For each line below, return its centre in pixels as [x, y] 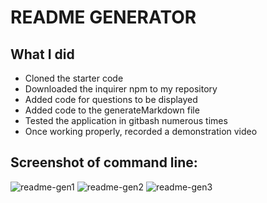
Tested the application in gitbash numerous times [126, 120]
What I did [42, 54]
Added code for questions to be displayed [111, 99]
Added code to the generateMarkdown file [112, 110]
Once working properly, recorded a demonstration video [141, 131]
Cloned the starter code [74, 78]
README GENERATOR [103, 17]
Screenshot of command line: [104, 162]
